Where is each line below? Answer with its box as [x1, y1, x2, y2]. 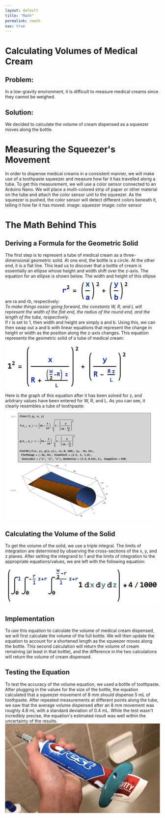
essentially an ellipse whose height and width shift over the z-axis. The [5, 268, 149, 273]
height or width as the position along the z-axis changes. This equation [5, 330, 149, 336]
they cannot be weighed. [5, 94, 55, 100]
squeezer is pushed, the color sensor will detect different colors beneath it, [5, 197, 157, 202]
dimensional [5, 257, 30, 263]
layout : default [5, 8, 38, 13]
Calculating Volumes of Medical [5, 45, 138, 57]
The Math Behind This [5, 220, 97, 231]
